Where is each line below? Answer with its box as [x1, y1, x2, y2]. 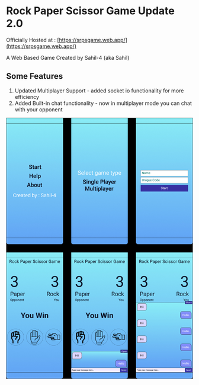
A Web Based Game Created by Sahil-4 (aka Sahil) [6, 54, 130, 61]
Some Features [6, 71, 63, 81]
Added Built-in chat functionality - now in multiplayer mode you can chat [14, 100, 192, 107]
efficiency [14, 93, 40, 100]
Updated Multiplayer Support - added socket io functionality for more [14, 87, 184, 94]
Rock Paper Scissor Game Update [6, 4, 175, 18]
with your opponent [14, 105, 63, 113]
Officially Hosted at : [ [6, 36, 59, 43]
